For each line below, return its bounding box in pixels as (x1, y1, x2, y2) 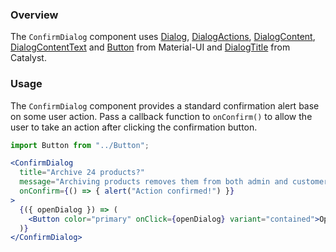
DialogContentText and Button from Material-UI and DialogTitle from (10, 41, 291, 53)
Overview (10, 8, 59, 22)
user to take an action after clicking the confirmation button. (10, 121, 258, 133)
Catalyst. (10, 52, 47, 64)
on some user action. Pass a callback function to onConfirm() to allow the (10, 110, 313, 122)
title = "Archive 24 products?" (19, 168, 145, 178)
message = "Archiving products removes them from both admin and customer (19, 177, 329, 187)
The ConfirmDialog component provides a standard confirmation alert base (10, 99, 320, 112)
